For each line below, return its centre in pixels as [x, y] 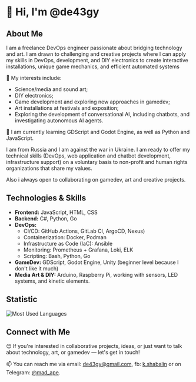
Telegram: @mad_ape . [33, 373]
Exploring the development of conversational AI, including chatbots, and [102, 114]
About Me [24, 34]
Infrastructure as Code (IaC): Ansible [68, 243]
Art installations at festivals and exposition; [67, 108]
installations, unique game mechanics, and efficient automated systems [93, 66]
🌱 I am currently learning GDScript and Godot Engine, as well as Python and [98, 132]
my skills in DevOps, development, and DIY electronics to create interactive [97, 60]
